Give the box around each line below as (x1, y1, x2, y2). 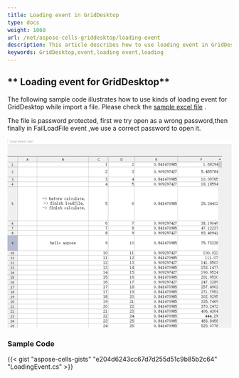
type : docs (7, 18, 40, 26)
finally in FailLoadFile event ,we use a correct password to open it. (7, 124, 201, 132)
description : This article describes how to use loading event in (7, 41, 208, 49)
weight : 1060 (7, 26, 46, 33)
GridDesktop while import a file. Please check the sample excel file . (7, 102, 206, 111)
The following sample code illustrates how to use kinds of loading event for (7, 94, 228, 103)
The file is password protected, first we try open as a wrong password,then (7, 116, 228, 124)
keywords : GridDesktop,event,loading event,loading (7, 49, 164, 56)
